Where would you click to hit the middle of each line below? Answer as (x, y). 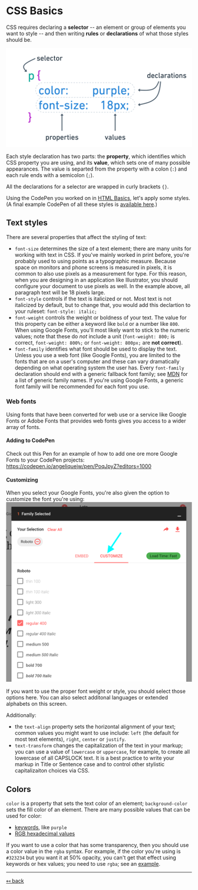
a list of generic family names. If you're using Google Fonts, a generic (99, 380)
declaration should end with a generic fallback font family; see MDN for (101, 374)
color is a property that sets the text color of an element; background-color (97, 803)
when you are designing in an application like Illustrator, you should (96, 280)
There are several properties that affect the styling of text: (77, 237)
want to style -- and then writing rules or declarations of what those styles (97, 33)
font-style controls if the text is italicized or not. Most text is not (93, 299)
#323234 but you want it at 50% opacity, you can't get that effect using (91, 858)
